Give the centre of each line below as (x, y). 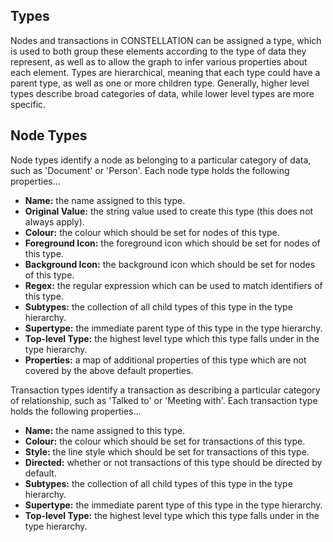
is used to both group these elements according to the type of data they (158, 51)
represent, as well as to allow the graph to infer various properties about (159, 61)
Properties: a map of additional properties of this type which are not (165, 360)
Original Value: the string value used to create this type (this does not (169, 211)
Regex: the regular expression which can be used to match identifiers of (173, 285)
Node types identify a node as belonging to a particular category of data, (161, 160)
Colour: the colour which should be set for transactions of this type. (165, 441)
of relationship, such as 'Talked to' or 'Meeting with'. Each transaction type (164, 400)
